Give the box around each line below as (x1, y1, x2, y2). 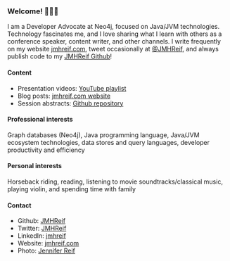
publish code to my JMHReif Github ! (7, 52, 113, 61)
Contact (7, 200, 32, 210)
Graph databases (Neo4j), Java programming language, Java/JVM (7, 130, 200, 139)
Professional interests (7, 115, 73, 124)
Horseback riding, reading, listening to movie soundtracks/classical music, (7, 177, 224, 186)
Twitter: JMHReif (17, 224, 67, 233)
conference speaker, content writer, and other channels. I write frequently (7, 37, 222, 46)
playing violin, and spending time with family (7, 184, 136, 193)
